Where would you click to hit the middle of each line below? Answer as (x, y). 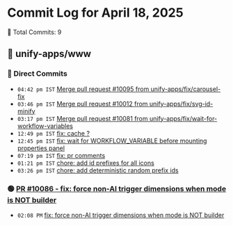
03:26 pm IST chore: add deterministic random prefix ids (98, 170)
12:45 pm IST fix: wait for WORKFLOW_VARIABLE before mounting (112, 140)
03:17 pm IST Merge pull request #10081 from (82, 118)
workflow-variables (45, 126)
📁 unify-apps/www (49, 54)
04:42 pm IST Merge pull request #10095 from (83, 89)
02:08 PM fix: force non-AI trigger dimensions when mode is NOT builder (121, 215)
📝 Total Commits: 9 (34, 32)
